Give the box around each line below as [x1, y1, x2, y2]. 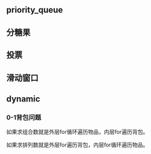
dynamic [6, 94, 41, 104]
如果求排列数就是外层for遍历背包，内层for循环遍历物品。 [6, 141, 149, 148]
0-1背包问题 [6, 113, 41, 122]
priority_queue [6, 5, 63, 15]
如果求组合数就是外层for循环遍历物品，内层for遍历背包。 [6, 128, 149, 136]
